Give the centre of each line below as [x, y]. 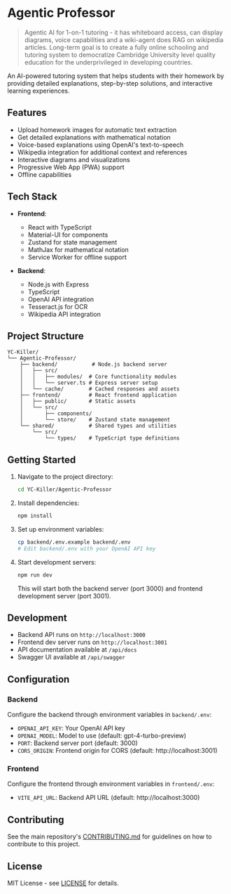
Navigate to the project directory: [65, 477]
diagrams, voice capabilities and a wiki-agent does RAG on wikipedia [124, 39]
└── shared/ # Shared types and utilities [98, 426]
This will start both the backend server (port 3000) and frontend [110, 589]
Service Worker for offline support [77, 257]
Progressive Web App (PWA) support [71, 167]
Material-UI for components [68, 235]
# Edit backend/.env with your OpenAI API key [86, 548]
